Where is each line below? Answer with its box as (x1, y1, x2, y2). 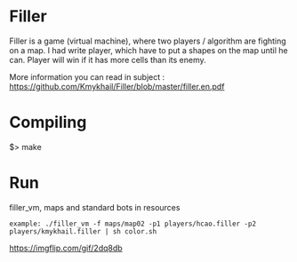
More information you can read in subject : (9, 71, 165, 82)
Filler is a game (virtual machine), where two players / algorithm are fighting (9, 36, 286, 46)
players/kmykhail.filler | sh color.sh (9, 226, 157, 236)
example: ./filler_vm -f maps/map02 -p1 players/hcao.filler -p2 (9, 219, 256, 228)
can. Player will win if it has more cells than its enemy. (9, 54, 206, 65)
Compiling (9, 113, 87, 132)
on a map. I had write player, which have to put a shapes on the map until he (9, 44, 288, 55)
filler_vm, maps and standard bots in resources (9, 202, 181, 212)
